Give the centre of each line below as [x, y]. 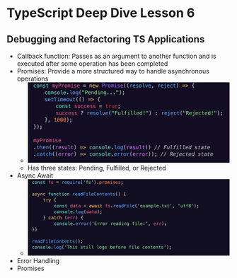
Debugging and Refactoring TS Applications [106, 39]
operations [33, 79]
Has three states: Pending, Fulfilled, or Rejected [97, 168]
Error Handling [38, 261]
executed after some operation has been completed [92, 64]
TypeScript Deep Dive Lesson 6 [101, 13]
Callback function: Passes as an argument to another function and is [116, 56]
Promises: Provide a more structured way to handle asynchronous [113, 71]
